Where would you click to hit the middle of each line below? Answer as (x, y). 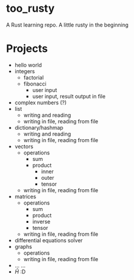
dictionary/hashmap (39, 127)
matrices (25, 196)
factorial (34, 77)
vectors (24, 146)
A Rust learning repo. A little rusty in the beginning (67, 25)
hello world (28, 65)
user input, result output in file (69, 96)
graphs (23, 246)
